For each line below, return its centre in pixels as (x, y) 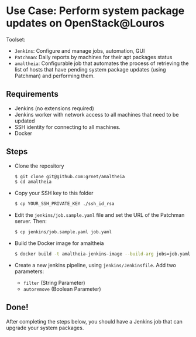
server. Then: (30, 222)
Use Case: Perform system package (95, 11)
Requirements (32, 94)
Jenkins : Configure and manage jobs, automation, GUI (80, 50)
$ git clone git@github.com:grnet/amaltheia (70, 176)
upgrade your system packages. (45, 328)
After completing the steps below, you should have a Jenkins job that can (94, 321)
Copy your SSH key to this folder (54, 193)
